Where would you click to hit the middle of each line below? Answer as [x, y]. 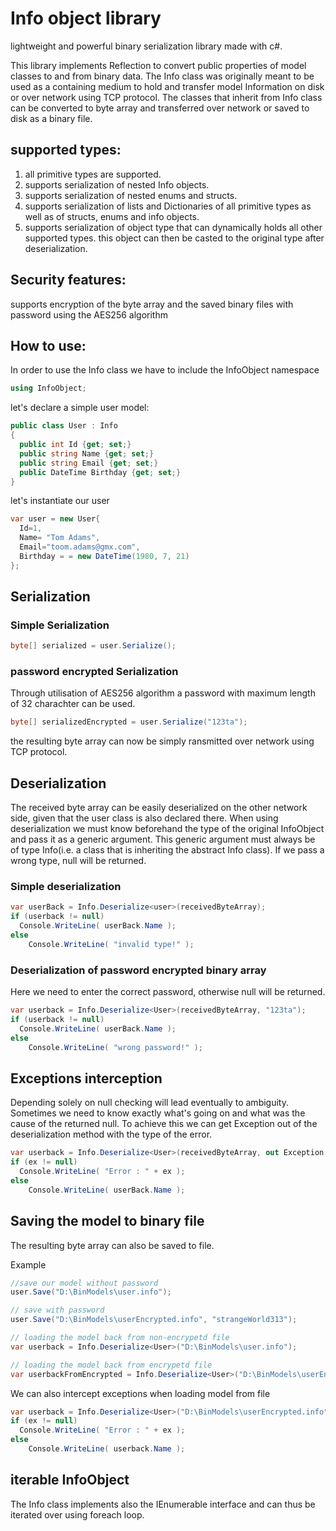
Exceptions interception [86, 1078]
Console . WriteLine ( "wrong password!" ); [115, 1047]
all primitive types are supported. [93, 174]
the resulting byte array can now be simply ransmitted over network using [162, 741]
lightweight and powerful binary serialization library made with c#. [146, 46]
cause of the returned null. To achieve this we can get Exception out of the [164, 1124]
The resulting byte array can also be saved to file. [112, 1245]
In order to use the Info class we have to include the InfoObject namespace [165, 370]
